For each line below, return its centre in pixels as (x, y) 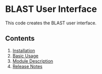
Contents (20, 38)
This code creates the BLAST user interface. (51, 23)
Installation (24, 50)
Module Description (33, 61)
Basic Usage (25, 56)
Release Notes (27, 66)
